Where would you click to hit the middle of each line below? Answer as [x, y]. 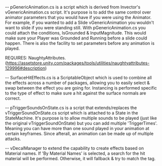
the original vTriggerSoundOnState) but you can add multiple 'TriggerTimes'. [81, 123]
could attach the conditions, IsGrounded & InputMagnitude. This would [76, 33]
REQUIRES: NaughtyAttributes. [36, 58]
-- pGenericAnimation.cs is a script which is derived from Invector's [73, 7]
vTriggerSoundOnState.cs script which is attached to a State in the [72, 113]
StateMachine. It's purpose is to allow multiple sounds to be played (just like [81, 118]
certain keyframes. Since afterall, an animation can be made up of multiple [79, 134]
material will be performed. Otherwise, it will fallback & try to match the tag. [81, 158]
